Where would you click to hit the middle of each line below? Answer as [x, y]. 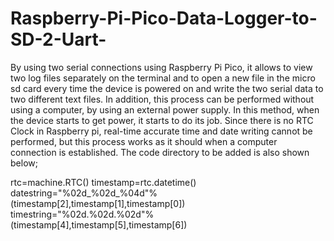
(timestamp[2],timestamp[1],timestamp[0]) [98, 203]
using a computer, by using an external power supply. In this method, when [165, 109]
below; [24, 163]
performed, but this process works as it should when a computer [144, 141]
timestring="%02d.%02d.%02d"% [82, 214]
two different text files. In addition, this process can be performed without [162, 99]
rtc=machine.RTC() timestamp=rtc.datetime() [103, 182]
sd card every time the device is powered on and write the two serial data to [167, 88]
